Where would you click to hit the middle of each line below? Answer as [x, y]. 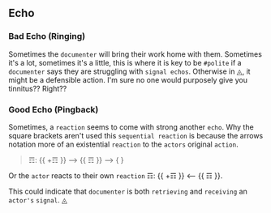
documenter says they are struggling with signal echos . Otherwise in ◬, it [129, 71]
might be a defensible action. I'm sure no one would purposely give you [128, 79]
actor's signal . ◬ [38, 200]
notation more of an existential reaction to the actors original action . [123, 144]
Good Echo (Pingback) [54, 109]
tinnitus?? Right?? [38, 88]
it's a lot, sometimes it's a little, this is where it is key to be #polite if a [125, 62]
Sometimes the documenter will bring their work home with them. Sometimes [135, 54]
